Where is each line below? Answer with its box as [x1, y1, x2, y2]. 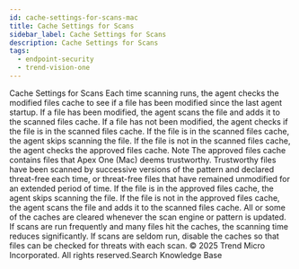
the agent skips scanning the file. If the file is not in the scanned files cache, [9, 135, 291, 146]
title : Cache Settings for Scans [9, 22, 135, 30]
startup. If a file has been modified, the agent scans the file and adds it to [9, 107, 281, 117]
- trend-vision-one [17, 64, 91, 73]
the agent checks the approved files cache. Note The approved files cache [9, 144, 286, 155]
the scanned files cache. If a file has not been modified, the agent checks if [9, 116, 289, 126]
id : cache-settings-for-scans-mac [9, 13, 139, 22]
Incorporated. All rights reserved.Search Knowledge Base [9, 249, 223, 260]
